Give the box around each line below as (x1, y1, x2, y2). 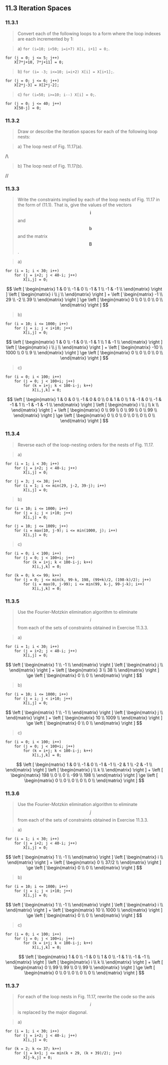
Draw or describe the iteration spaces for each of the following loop (17, 128, 158, 135)
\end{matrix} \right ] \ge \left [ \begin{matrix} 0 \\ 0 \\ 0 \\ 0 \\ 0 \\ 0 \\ (13, 413, 155, 419)
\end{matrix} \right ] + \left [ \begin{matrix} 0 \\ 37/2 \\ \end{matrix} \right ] (7, 859, 161, 865)
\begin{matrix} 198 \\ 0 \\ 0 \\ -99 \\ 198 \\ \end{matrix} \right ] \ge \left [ (11, 772, 158, 778)
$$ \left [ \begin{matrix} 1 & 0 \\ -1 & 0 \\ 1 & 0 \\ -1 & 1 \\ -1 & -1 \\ (18, 954, 150, 960)
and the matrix (17, 233, 48, 239)
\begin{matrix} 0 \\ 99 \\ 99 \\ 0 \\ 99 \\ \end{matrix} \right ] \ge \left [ (13, 965, 155, 971)
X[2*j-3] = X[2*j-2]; (14, 82, 59, 87)
